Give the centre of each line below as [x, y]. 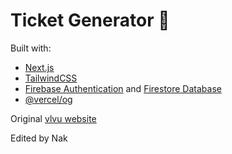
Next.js [39, 67]
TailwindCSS [51, 78]
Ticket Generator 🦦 [90, 20]
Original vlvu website [53, 118]
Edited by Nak [39, 138]
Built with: [31, 48]
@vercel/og [48, 99]
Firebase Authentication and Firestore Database [123, 88]
